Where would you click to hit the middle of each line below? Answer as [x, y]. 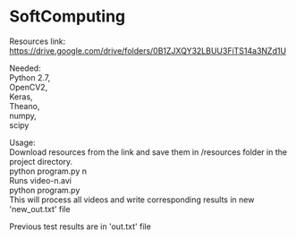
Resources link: [38, 41]
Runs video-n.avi [40, 180]
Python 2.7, [30, 77]
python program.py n [48, 171]
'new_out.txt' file [40, 209]
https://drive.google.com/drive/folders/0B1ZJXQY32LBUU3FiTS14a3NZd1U [148, 50]
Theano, [25, 106]
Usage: [22, 142]
